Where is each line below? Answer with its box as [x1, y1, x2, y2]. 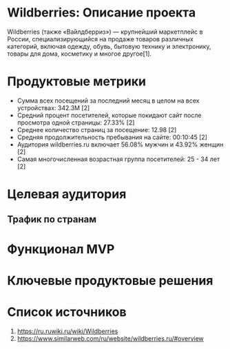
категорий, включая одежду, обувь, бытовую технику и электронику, [7, 42, 211, 50]
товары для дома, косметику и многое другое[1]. [7, 50, 152, 58]
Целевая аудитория [7, 187, 127, 202]
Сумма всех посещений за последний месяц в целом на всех [17, 96, 200, 105]
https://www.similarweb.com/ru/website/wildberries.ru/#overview [17, 334, 205, 342]
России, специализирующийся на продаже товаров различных [7, 34, 194, 43]
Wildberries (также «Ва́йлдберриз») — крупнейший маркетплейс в [7, 28, 203, 36]
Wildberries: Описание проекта [7, 5, 196, 21]
